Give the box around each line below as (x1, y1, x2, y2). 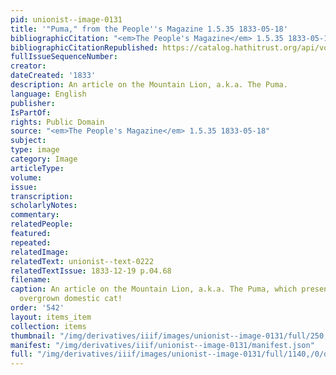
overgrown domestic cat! (19, 294, 123, 304)
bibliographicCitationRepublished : (10, 42, 159, 53)
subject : (10, 136, 47, 146)
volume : (10, 172, 43, 183)
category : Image (10, 154, 78, 164)
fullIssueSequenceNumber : (10, 52, 118, 62)
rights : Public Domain (10, 117, 105, 127)
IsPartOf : (10, 107, 52, 118)
